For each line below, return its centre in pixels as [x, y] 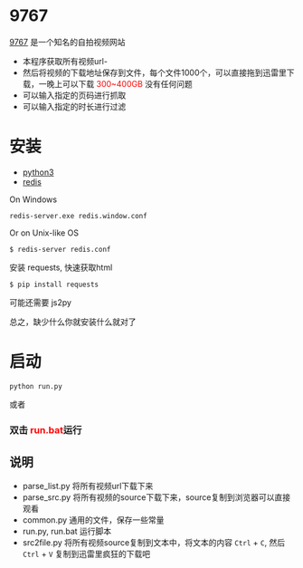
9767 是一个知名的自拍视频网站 [67, 42]
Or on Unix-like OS [44, 233]
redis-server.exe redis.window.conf [78, 216]
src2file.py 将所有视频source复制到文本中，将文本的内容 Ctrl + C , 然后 [154, 542]
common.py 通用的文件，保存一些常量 [93, 520]
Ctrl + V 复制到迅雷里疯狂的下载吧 [86, 554]
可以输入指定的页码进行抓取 [74, 95]
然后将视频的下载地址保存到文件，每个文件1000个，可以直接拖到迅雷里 [154, 72]
